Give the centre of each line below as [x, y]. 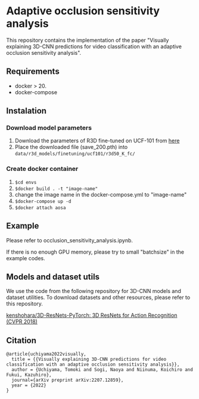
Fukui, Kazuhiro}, [29, 375]
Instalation [26, 111]
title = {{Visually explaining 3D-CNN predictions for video [89, 359]
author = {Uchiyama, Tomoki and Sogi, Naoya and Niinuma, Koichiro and [102, 370]
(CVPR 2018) [22, 322]
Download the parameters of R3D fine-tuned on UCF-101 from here [97, 141]
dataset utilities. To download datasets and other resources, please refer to [98, 297]
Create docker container [42, 169]
